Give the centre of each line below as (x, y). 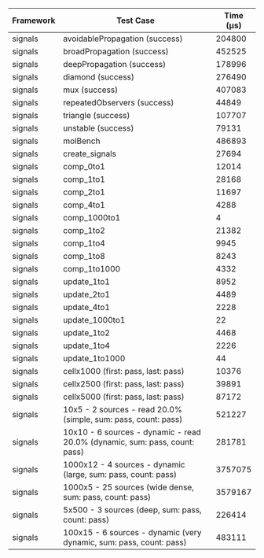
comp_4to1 (84, 205)
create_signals (89, 154)
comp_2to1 (84, 192)
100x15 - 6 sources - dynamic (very (132, 532)
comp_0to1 (84, 166)
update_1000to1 (94, 320)
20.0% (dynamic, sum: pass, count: (128, 442)
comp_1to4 (84, 243)
